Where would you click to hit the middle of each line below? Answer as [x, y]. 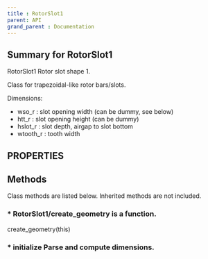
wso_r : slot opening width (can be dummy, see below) [95, 112]
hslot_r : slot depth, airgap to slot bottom [75, 126]
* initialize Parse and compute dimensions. [81, 247]
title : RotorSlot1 [35, 14]
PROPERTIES [36, 156]
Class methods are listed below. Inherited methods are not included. [104, 196]
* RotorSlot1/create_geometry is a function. [82, 214]
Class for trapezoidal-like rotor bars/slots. [67, 85]
